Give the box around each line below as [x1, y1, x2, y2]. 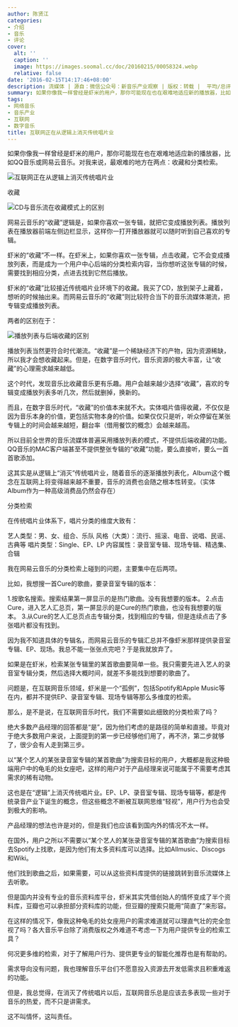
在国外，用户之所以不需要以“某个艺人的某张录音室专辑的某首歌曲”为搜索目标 [7, 836, 230, 845]
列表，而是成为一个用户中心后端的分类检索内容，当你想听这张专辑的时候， [13, 260, 231, 268]
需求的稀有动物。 [7, 773, 57, 782]
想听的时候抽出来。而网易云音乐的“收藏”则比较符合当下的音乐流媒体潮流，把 [7, 293, 230, 301]
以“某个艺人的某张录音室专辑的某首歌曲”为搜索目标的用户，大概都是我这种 [7, 756, 225, 764]
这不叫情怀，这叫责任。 [7, 1012, 76, 1021]
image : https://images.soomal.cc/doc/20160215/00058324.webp [13, 63, 198, 70]
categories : [7, 17, 42, 24]
